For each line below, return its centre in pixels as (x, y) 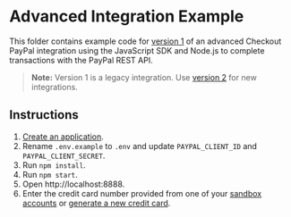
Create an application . (63, 137)
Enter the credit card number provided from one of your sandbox (142, 193)
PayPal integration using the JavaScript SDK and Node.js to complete (137, 50)
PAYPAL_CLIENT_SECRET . (64, 155)
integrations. (54, 87)
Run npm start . (50, 174)
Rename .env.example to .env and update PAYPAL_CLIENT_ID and (140, 146)
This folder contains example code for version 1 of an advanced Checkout (145, 41)
